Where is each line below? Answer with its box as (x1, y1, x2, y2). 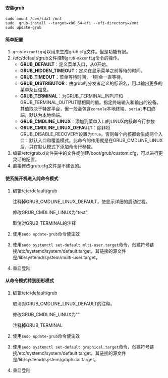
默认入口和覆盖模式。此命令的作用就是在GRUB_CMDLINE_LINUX (29, 138, 163, 144)
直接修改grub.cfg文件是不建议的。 (12, 163, 84, 169)
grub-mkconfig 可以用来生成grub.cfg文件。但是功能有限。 (12, 49, 131, 55)
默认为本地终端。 (29, 112, 65, 118)
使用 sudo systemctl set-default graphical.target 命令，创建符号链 (12, 343, 154, 350)
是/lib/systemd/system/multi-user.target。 (12, 254, 100, 260)
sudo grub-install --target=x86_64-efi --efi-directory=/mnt (5, 21, 139, 26)
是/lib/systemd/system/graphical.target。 (12, 356, 99, 362)
